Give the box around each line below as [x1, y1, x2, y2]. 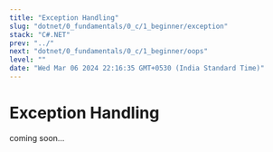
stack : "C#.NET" [9, 30, 71, 39]
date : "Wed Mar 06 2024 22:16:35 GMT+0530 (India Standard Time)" [9, 64, 265, 73]
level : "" [9, 55, 47, 64]
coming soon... [9, 132, 65, 143]
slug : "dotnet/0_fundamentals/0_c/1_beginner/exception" [9, 22, 229, 31]
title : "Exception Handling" [9, 13, 119, 23]
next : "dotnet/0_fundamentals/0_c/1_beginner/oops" [9, 47, 208, 56]
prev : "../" [9, 38, 54, 48]
